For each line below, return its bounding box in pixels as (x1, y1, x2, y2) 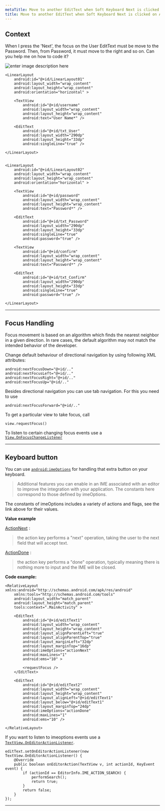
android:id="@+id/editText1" (23, 617, 82, 623)
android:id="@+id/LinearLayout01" (14, 77, 84, 82)
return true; (31, 779, 58, 784)
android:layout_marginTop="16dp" (23, 644, 91, 649)
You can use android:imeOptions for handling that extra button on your (5, 466, 148, 472)
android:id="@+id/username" (23, 103, 80, 108)
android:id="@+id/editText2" (23, 682, 82, 687)
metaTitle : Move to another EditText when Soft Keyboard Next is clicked (5, 7, 160, 12)
